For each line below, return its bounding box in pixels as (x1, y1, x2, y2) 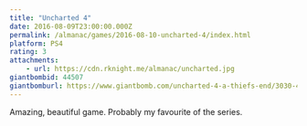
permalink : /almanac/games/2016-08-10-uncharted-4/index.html (9, 30, 251, 39)
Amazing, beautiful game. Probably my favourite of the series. (9, 106, 243, 117)
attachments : (9, 56, 59, 65)
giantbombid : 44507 (9, 73, 84, 82)
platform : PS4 (9, 38, 64, 48)
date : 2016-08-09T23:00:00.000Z (9, 22, 132, 31)
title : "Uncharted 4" (9, 13, 92, 23)
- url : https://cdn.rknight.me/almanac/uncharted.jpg (26, 65, 235, 74)
